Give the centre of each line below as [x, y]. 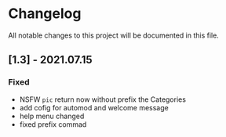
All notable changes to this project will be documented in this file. [114, 35]
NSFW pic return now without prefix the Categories [103, 99]
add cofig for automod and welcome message [94, 107]
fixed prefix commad [53, 124]
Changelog [45, 14]
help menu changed [52, 116]
